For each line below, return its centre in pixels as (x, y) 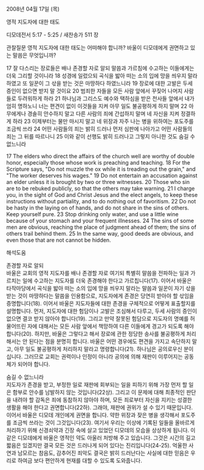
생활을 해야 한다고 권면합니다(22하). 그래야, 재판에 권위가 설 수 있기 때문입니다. (100, 407)
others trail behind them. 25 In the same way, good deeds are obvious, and (100, 233)
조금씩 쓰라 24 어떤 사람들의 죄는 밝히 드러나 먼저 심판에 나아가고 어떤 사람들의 (99, 129)
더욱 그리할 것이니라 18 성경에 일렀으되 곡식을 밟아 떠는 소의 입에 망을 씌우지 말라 (102, 76)
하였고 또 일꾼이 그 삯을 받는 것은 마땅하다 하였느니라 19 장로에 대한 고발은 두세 (100, 83)
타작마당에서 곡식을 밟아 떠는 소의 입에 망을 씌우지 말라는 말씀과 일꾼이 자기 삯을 (101, 288)
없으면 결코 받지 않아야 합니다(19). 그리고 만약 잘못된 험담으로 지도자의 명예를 (98, 318)
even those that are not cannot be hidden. (59, 240)
